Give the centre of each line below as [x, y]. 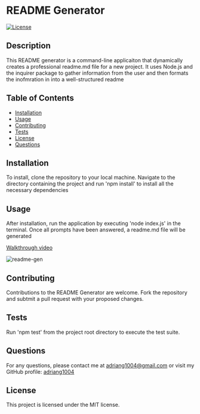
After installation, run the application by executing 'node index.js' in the [93, 223]
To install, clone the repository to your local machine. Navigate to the [91, 178]
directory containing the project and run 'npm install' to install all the [90, 184]
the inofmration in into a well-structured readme [65, 79]
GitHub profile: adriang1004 [40, 372]
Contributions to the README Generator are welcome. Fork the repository [97, 293]
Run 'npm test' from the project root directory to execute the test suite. [93, 332]
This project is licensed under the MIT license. [63, 405]
